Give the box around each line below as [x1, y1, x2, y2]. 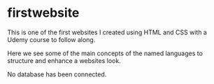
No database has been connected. [7, 70, 107, 78]
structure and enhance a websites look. [7, 56, 121, 64]
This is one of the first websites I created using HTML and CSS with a [7, 28, 208, 36]
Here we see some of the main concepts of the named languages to [7, 49, 203, 57]
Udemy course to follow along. [7, 35, 96, 43]
